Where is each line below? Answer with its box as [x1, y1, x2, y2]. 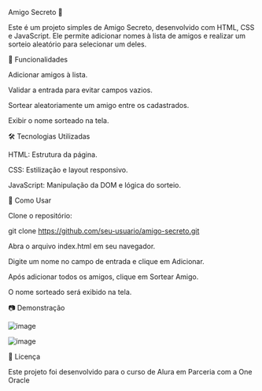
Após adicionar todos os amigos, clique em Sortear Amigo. [8, 272, 199, 281]
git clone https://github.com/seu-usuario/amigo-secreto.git [8, 226, 200, 236]
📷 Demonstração [8, 303, 65, 312]
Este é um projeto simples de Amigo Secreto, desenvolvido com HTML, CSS [8, 23, 255, 32]
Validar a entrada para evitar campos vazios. [8, 85, 153, 95]
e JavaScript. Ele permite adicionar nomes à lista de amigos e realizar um [8, 32, 246, 40]
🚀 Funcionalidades [8, 55, 68, 64]
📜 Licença [8, 352, 41, 361]
